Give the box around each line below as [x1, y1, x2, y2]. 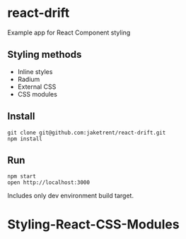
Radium [17, 75, 40, 83]
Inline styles [17, 67, 53, 75]
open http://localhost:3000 [7, 179, 91, 186]
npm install [7, 135, 42, 142]
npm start [7, 173, 37, 180]
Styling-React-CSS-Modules [7, 216, 180, 232]
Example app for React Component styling [7, 28, 131, 37]
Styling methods [7, 49, 82, 61]
